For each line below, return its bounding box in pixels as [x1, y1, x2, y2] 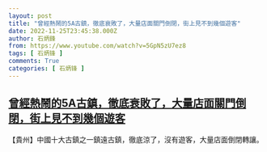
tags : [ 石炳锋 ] [8, 49, 63, 57]
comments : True [8, 57, 60, 65]
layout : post [8, 11, 53, 20]
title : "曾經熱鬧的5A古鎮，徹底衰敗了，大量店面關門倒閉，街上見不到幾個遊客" [8, 19, 241, 27]
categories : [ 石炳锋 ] [8, 65, 85, 73]
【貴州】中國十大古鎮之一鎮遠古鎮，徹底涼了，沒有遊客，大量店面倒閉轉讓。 [8, 134, 264, 144]
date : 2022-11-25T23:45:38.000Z [8, 27, 117, 35]
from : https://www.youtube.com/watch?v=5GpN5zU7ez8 [8, 42, 186, 50]
